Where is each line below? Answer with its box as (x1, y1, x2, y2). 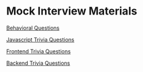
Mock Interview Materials (6, 4, 138, 18)
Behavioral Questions (6, 24, 59, 31)
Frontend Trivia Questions (6, 47, 71, 55)
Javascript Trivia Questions (6, 36, 75, 43)
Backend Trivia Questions (6, 59, 70, 67)
